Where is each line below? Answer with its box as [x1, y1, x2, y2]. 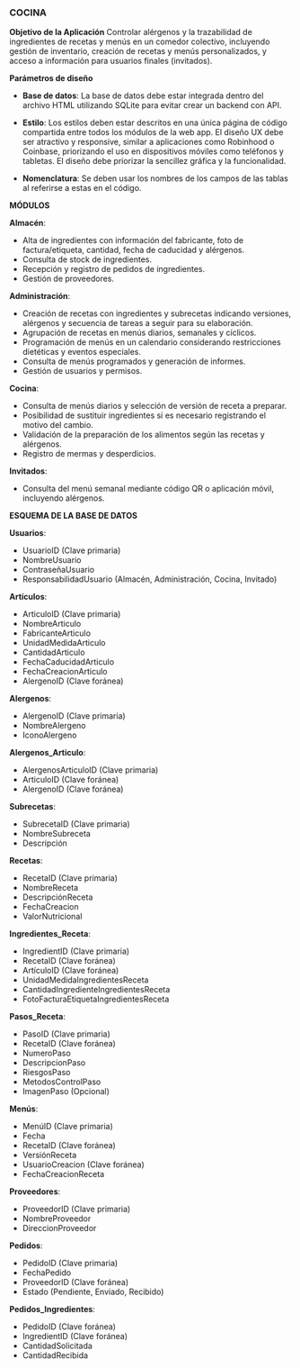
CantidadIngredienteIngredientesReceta [22, 984, 171, 995]
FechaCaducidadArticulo [22, 657, 115, 667]
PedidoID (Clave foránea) [22, 1321, 117, 1332]
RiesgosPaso [22, 1067, 71, 1078]
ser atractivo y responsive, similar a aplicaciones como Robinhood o [22, 137, 276, 148]
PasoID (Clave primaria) [22, 1028, 110, 1039]
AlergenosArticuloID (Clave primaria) [22, 765, 159, 775]
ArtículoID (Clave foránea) [22, 965, 119, 976]
